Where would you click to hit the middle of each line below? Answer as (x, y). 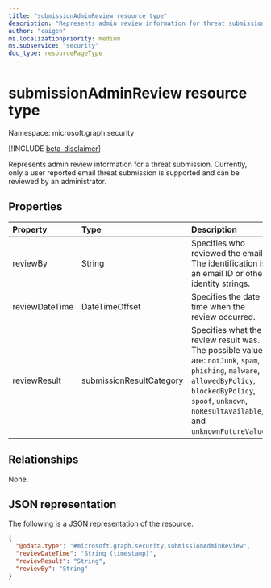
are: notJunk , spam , (225, 360)
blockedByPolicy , (223, 390)
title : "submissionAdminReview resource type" (88, 16)
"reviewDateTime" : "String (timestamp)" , (86, 554)
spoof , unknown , (219, 401)
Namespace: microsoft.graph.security (71, 132)
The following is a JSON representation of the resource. (101, 524)
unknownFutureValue (228, 431)
